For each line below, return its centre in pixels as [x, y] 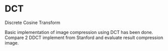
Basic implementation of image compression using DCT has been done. [79, 32]
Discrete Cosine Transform [33, 22]
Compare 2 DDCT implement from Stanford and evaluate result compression [84, 37]
